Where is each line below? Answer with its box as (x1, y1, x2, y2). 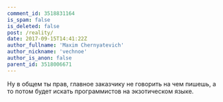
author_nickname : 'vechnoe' (7, 49, 88, 55)
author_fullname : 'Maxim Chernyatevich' (7, 42, 125, 49)
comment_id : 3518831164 (7, 10, 75, 17)
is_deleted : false (7, 23, 60, 29)
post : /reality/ (7, 29, 54, 36)
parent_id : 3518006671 (7, 61, 72, 68)
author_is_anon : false (7, 55, 72, 62)
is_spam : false (7, 16, 51, 23)
